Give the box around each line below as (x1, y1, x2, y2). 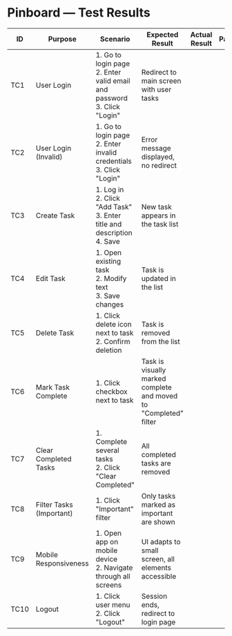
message (141, 143, 171, 153)
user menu (95, 599, 130, 609)
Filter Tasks (35, 499, 74, 509)
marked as (141, 499, 176, 509)
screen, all (141, 554, 175, 563)
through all (95, 571, 130, 581)
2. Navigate (95, 563, 133, 572)
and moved (141, 391, 178, 401)
